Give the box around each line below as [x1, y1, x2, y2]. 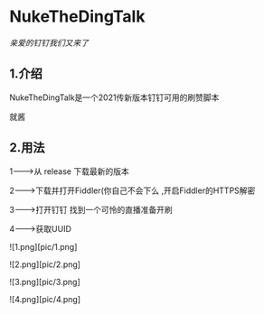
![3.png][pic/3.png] [9, 276, 81, 287]
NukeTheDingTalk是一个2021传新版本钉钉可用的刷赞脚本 [9, 92, 220, 103]
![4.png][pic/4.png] [9, 293, 81, 304]
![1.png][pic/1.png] [9, 241, 78, 252]
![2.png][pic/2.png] [9, 259, 81, 270]
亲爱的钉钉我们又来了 [9, 37, 89, 48]
